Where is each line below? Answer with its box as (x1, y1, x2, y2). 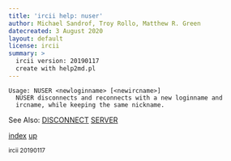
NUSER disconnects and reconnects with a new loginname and (15, 94, 223, 102)
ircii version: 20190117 (15, 57, 100, 66)
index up (8, 130, 38, 140)
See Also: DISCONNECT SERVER (8, 115, 118, 125)
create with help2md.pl (15, 65, 96, 73)
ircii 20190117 (8, 146, 46, 155)
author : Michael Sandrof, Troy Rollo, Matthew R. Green (8, 19, 201, 28)
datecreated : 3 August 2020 (8, 27, 104, 35)
